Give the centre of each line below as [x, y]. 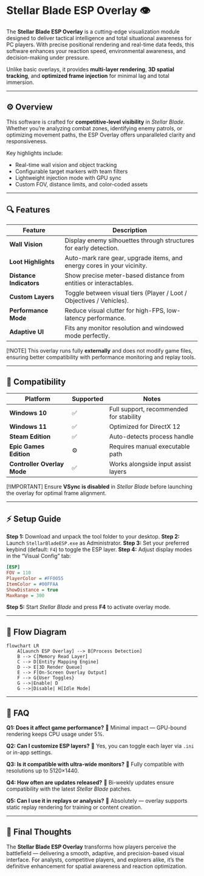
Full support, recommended [148, 409]
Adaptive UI [27, 331]
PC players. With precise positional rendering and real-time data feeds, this [100, 44]
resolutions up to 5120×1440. [43, 771]
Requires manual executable [149, 447]
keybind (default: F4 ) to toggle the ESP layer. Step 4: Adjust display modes [99, 549]
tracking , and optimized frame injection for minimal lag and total [88, 76]
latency [75, 318]
